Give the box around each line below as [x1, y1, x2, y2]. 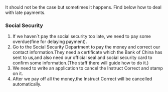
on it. [12, 70, 24, 76]
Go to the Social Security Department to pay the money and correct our [12, 44, 160, 50]
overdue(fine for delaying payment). [12, 38, 87, 44]
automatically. [12, 81, 42, 87]
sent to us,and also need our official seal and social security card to [12, 54, 152, 60]
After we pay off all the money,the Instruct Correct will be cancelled [12, 76, 152, 82]
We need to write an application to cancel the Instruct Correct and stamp [12, 65, 163, 71]
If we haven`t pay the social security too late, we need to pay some [12, 33, 151, 39]
